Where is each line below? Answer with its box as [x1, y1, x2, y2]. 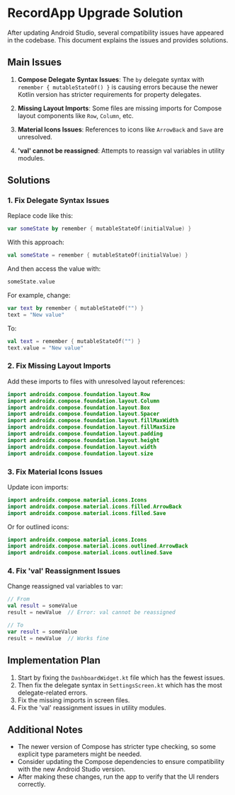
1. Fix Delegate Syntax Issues [7, 196, 110, 206]
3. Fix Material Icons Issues [7, 467, 103, 477]
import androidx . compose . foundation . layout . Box [7, 404, 151, 411]
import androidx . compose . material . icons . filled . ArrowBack [7, 503, 182, 510]
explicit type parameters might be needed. [17, 750, 142, 758]
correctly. [17, 780, 46, 789]
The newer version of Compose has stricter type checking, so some [17, 743, 216, 751]
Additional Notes [7, 724, 84, 736]
